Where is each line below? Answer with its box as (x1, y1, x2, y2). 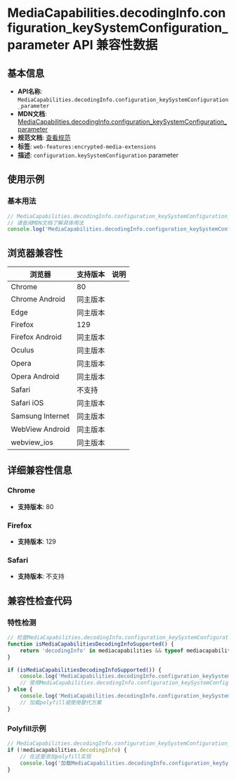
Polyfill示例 (7, 723, 46, 733)
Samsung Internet (11, 411, 70, 421)
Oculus (11, 345, 34, 355)
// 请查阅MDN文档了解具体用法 (7, 219, 84, 226)
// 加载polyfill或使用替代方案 (20, 698, 102, 706)
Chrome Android (11, 294, 65, 304)
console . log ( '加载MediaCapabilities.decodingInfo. (20, 760, 169, 767)
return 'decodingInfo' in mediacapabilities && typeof (20, 647, 184, 654)
